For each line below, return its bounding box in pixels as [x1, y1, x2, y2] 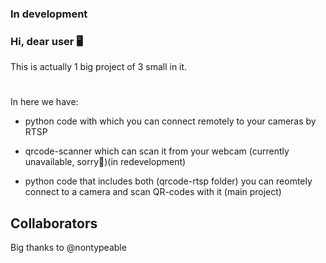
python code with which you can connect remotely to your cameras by [24, 115, 317, 127]
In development [10, 7, 88, 21]
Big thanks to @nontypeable [10, 242, 127, 254]
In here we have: [10, 96, 79, 108]
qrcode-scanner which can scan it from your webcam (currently [24, 145, 290, 157]
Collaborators [10, 215, 98, 232]
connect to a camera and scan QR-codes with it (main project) [24, 186, 282, 198]
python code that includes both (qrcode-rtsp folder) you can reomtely [24, 175, 313, 187]
